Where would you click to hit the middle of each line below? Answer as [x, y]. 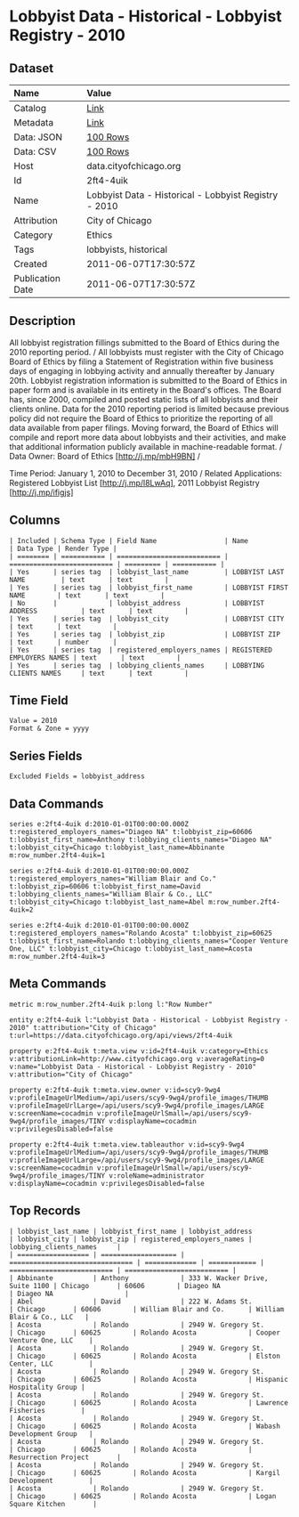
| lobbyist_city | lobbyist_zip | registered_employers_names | [131, 1239]
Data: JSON [38, 137]
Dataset [32, 68]
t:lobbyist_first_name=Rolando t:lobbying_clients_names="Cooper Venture [149, 941]
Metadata [34, 122]
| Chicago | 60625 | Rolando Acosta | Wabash [145, 1426]
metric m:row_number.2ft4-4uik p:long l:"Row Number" [111, 1004]
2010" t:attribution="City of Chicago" [83, 1027]
